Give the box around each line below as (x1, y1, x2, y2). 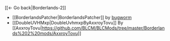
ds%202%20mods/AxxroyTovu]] (12, 30, 81, 36)
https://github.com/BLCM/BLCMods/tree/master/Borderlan (42, 25, 165, 31)
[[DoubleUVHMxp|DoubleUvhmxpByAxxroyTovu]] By (12, 20, 123, 25)
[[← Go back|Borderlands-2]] (5, 5, 67, 10)
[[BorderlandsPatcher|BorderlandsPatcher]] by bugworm (12, 14, 132, 20)
